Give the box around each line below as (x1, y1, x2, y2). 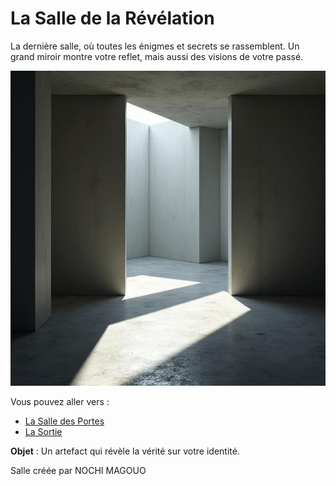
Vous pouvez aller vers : (10, 395, 110, 407)
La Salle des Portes (24, 415, 105, 427)
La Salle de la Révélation (10, 7, 215, 30)
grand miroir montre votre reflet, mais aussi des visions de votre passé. (10, 50, 304, 62)
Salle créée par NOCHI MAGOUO (10, 464, 147, 476)
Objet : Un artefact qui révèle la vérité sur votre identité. (10, 445, 240, 457)
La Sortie (24, 425, 63, 437)
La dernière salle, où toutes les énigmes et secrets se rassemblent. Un (10, 40, 300, 52)
